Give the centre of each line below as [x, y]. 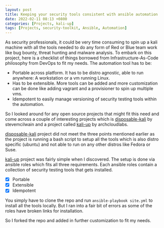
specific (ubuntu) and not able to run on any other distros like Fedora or [78, 144]
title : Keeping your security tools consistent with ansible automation [82, 14]
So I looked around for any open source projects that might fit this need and [82, 114]
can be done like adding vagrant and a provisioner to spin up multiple [83, 89]
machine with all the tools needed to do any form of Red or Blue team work [81, 47]
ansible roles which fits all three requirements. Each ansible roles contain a [81, 165]
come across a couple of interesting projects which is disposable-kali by [79, 119]
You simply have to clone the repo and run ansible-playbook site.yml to [79, 200]
